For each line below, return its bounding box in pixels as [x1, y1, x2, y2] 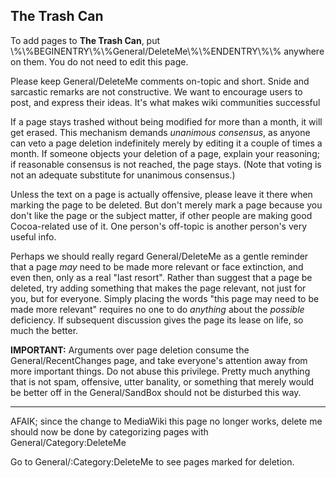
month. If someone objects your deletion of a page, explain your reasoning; [10, 147, 320, 159]
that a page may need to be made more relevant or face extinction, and [10, 260, 304, 273]
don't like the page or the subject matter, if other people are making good [10, 209, 313, 221]
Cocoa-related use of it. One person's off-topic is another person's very [10, 220, 308, 232]
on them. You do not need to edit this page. [10, 55, 189, 68]
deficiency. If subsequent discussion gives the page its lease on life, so [10, 314, 304, 326]
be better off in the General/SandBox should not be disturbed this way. [10, 386, 302, 398]
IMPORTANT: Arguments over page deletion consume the [10, 344, 250, 356]
